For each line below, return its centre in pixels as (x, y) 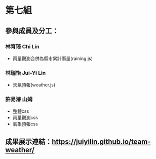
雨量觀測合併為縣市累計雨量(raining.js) (52, 58)
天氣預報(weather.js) (34, 85)
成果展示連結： (29, 141)
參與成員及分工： (32, 31)
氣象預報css (25, 124)
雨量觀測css (25, 118)
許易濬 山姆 (19, 100)
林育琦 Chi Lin (22, 46)
